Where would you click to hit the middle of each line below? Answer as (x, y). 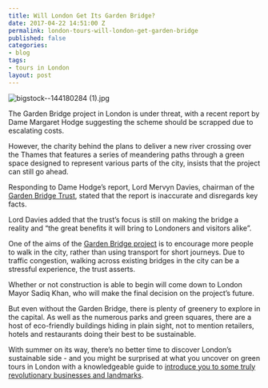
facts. (18, 204)
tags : (17, 61)
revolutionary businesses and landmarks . (76, 375)
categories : (28, 46)
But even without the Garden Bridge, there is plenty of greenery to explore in (134, 308)
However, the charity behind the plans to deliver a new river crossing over (130, 146)
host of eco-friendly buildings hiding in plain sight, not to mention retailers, (131, 326)
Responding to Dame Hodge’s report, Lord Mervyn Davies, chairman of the (131, 187)
